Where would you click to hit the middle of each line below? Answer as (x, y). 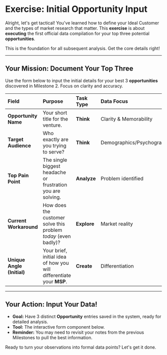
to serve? (53, 151)
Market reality (117, 223)
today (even (57, 236)
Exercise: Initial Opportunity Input (76, 9)
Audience (19, 145)
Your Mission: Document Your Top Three (69, 69)
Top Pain (18, 175)
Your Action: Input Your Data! (51, 305)
